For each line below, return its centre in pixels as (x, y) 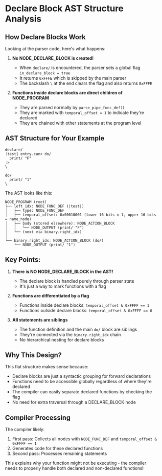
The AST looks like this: (29, 193)
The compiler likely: (25, 430)
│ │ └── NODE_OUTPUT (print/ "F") (45, 227)
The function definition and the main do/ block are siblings (78, 329)
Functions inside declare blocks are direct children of (67, 93)
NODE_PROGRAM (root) (26, 202)
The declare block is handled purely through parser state (77, 281)
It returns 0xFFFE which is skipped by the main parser (73, 78)
